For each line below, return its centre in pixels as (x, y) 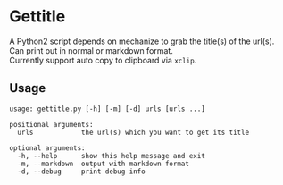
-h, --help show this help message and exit (111, 156)
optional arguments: (48, 148)
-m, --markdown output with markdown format (104, 164)
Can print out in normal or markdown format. (92, 50)
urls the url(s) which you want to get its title (133, 132)
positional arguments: (51, 124)
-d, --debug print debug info (81, 172)
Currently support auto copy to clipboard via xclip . (103, 60)
